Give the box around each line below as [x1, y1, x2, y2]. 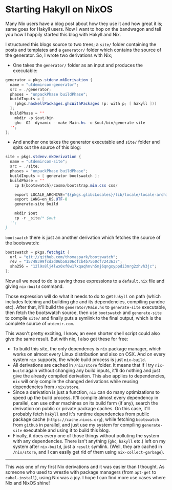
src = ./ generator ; [10, 87, 52, 92]
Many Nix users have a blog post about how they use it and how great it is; [5, 20, 163, 27]
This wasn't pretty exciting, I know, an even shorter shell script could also [5, 330, 160, 337]
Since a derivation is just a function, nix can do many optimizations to [12, 389, 160, 395]
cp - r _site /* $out [14, 216, 56, 221]
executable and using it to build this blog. [23, 427, 110, 433]
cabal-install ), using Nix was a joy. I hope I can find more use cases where [5, 475, 166, 481]
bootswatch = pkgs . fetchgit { [5, 250, 70, 255]
